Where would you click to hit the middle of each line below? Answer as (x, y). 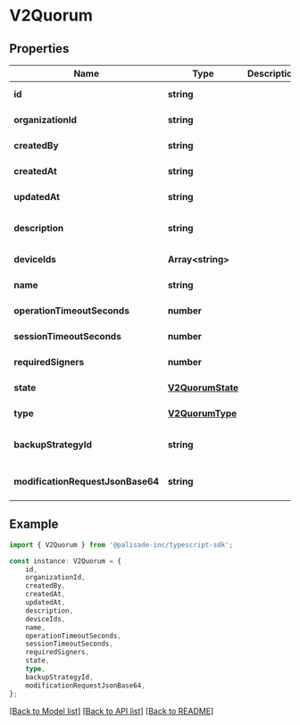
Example (34, 525)
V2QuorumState (203, 387)
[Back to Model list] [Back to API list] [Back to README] (112, 711)
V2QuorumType (202, 413)
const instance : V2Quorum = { (66, 561)
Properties (39, 49)
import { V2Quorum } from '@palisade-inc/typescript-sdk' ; (121, 545)
